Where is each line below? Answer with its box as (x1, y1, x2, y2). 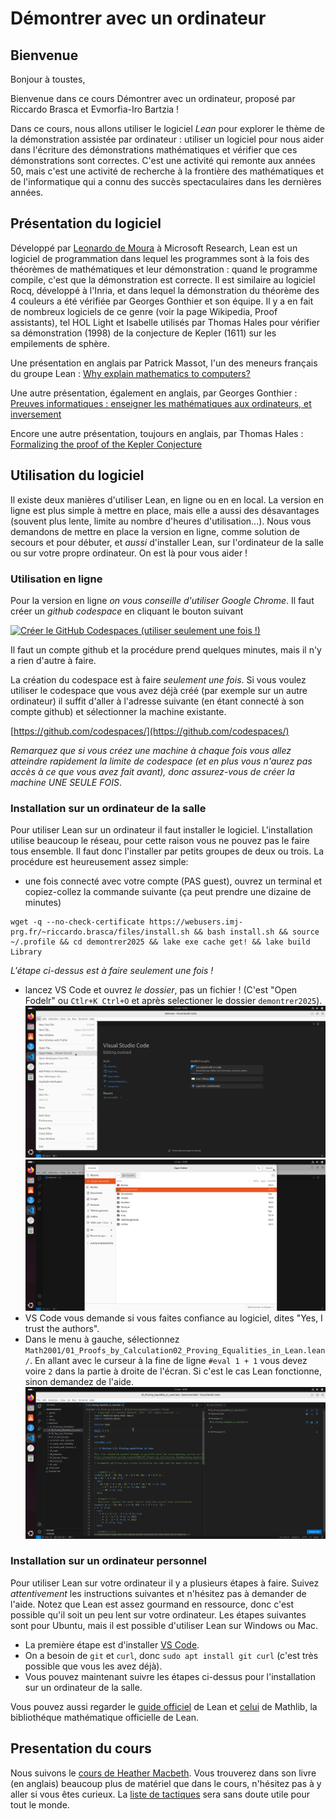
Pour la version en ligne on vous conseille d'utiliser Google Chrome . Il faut (10, 594, 315, 606)
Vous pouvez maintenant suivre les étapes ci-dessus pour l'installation (24, 1670, 317, 1682)
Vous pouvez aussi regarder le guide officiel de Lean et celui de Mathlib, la (10, 1700, 318, 1712)
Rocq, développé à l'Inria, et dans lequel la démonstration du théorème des (10, 284, 320, 296)
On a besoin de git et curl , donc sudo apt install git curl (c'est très (24, 1649, 319, 1661)
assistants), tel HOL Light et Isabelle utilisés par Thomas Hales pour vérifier (10, 316, 321, 328)
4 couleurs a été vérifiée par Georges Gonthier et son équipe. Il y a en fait (10, 295, 314, 307)
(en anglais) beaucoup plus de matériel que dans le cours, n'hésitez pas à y (10, 1777, 322, 1789)
